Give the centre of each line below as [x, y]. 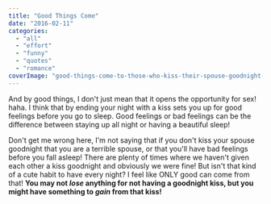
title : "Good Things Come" [54, 16]
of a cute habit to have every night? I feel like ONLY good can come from [129, 174]
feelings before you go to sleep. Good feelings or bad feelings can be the [130, 116]
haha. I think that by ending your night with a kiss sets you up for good [125, 107]
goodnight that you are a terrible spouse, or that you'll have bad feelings [128, 148]
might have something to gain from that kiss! [85, 191]
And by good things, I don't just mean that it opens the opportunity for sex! [132, 98]
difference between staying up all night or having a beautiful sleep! [119, 124]
